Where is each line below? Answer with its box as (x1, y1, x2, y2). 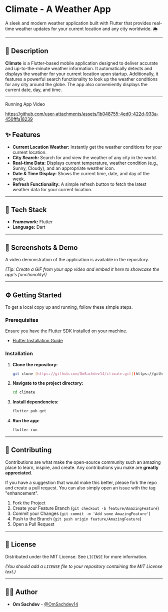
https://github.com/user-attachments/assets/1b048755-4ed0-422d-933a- (5, 111, 159, 117)
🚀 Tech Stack (5, 205, 47, 214)
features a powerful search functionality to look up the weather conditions (5, 76, 158, 82)
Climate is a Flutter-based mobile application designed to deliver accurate (5, 60, 158, 66)
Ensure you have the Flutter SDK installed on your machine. (5, 328, 127, 334)
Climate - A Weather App (5, 4, 111, 15)
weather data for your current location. (12, 186, 92, 192)
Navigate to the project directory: (12, 380, 83, 386)
